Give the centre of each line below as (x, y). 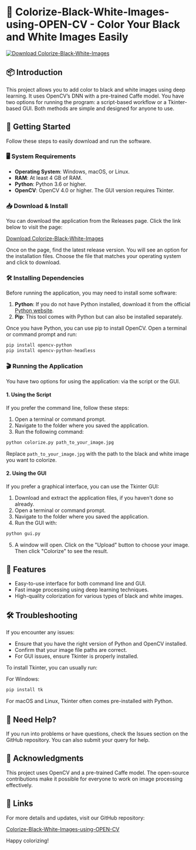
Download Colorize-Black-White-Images (55, 239)
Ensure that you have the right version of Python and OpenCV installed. (101, 644)
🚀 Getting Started (38, 127)
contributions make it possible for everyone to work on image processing (94, 779)
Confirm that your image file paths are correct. (71, 650)
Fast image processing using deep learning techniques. (82, 590)
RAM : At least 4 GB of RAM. (48, 178)
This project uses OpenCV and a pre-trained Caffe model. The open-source (98, 772)
